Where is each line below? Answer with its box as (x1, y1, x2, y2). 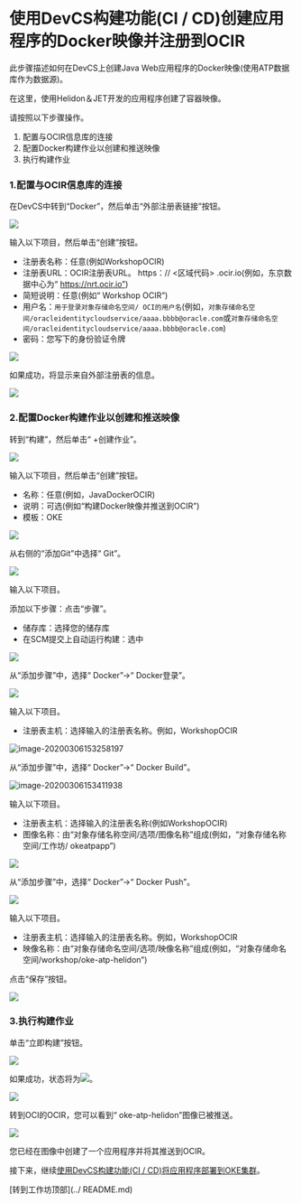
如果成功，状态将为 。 (9, 1073, 97, 1084)
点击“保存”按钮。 (9, 973, 72, 984)
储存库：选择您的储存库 (22, 622, 110, 633)
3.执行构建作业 (9, 1015, 74, 1028)
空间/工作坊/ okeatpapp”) (22, 840, 116, 851)
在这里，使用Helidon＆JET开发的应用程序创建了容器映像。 (9, 92, 227, 104)
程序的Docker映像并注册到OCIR (9, 31, 246, 51)
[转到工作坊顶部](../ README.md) (9, 1184, 133, 1195)
